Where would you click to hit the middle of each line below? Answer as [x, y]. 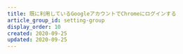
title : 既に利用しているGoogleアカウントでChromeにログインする [92, 14]
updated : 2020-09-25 [38, 40]
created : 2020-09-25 [38, 33]
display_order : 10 [34, 27]
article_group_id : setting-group [56, 20]
